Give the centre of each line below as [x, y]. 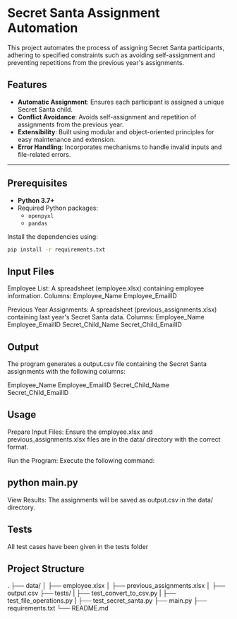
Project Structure [46, 568]
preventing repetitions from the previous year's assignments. [96, 62]
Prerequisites [37, 183]
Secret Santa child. [45, 109]
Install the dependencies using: [53, 236]
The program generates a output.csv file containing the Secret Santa [107, 364]
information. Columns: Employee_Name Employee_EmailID [92, 296]
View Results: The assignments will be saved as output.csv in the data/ [110, 500]
